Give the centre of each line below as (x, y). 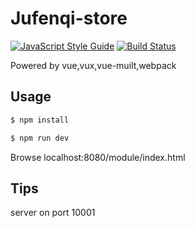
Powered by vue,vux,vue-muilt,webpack (93, 65)
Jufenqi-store (69, 18)
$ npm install (40, 120)
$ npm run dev (40, 138)
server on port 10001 (53, 213)
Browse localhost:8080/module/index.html (98, 157)
